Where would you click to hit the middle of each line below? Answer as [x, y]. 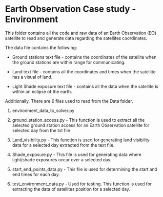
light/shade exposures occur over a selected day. [62, 159]
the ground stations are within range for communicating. [69, 62]
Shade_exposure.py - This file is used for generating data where [77, 154]
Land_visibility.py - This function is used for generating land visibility [81, 140]
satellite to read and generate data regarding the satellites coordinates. [76, 38]
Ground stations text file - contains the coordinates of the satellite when [84, 57]
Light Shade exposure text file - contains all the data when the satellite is [85, 86]
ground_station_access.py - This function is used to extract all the [78, 120]
